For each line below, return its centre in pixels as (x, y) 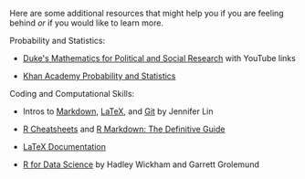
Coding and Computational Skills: (72, 94)
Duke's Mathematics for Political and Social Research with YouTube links (159, 58)
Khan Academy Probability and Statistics (99, 76)
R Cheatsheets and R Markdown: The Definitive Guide (124, 129)
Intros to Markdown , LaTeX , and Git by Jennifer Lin (118, 111)
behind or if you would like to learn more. (87, 23)
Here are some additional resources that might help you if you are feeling (147, 13)
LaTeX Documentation (64, 147)
